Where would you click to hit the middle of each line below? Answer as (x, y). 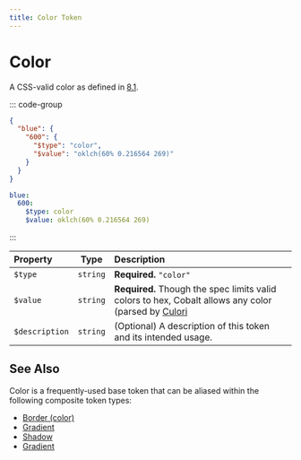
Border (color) (48, 417)
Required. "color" (152, 274)
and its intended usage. (163, 337)
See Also (34, 369)
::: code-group (36, 104)
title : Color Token (46, 17)
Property (33, 259)
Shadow (38, 437)
